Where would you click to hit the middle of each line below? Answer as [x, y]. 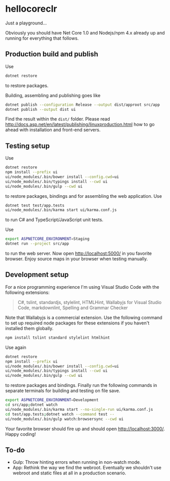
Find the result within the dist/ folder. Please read [58, 119]
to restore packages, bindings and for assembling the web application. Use [84, 196]
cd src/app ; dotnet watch [31, 405]
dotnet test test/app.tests [35, 205]
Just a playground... [26, 23]
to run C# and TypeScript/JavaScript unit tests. [54, 220]
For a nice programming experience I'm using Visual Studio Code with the [82, 287]
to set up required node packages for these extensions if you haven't [77, 323]
